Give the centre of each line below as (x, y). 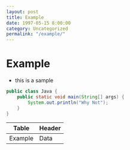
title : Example (25, 17)
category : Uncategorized (37, 28)
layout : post (22, 12)
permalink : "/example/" (36, 34)
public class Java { (32, 91)
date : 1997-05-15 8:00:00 (38, 23)
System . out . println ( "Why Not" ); (68, 103)
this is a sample (34, 80)
